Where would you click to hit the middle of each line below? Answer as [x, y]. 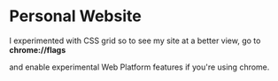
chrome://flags [38, 49]
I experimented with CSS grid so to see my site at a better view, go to [135, 40]
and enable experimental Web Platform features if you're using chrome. [139, 67]
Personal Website [75, 16]
